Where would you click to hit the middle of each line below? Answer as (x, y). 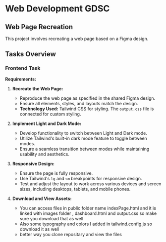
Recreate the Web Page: (38, 88)
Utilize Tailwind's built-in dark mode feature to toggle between (83, 138)
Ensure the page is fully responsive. (56, 173)
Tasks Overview (30, 54)
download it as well (39, 229)
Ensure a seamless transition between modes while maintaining (84, 149)
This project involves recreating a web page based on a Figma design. (77, 39)
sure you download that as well (51, 218)
